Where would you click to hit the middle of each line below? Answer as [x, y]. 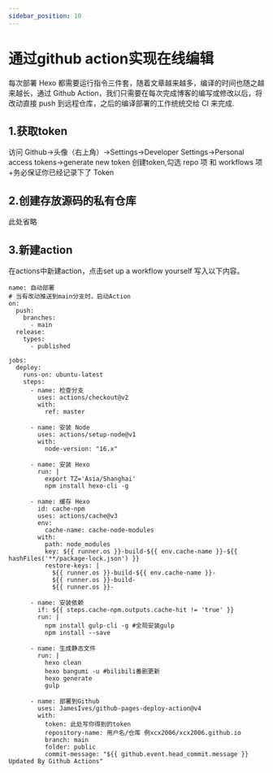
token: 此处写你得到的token [88, 724]
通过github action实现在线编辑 [111, 59]
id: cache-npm [61, 509]
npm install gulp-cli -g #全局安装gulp [109, 626]
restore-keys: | [72, 566]
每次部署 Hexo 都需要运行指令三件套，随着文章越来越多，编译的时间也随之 [133, 83]
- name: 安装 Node [60, 428]
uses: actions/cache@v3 [78, 516]
